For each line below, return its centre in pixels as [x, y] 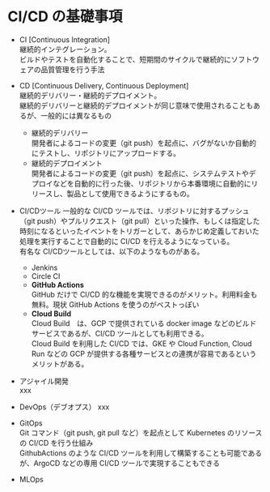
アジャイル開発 [44, 381]
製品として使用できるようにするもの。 [131, 193]
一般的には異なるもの [76, 115]
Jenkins [44, 267]
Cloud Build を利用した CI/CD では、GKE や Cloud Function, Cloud [141, 343]
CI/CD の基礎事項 [65, 17]
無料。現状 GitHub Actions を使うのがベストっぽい [115, 304]
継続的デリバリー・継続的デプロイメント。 [90, 95]
